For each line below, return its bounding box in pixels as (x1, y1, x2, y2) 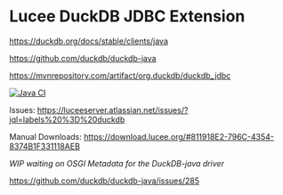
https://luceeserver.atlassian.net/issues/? (36, 104, 189, 115)
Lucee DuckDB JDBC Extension (9, 6, 246, 27)
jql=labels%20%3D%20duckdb (9, 114, 125, 125)
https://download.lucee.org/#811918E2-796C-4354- (83, 131, 274, 142)
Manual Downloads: (9, 131, 82, 142)
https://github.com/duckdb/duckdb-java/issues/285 (9, 175, 200, 186)
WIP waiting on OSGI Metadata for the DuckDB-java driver (9, 158, 225, 168)
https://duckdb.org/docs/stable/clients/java (9, 36, 169, 46)
